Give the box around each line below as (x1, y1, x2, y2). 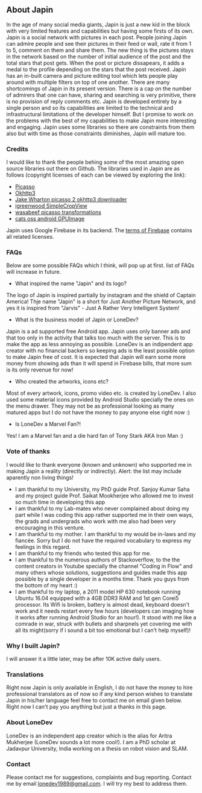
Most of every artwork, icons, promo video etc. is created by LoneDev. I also (6, 390, 197, 397)
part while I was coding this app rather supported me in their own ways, (14, 511, 194, 518)
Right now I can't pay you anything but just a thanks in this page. (6, 703, 167, 710)
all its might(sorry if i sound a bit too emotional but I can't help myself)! (14, 627, 191, 634)
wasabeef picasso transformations (14, 209, 101, 216)
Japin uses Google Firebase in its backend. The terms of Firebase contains (6, 227, 192, 234)
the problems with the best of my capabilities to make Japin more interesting (6, 117, 197, 124)
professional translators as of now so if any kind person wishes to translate (6, 690, 193, 698)
